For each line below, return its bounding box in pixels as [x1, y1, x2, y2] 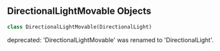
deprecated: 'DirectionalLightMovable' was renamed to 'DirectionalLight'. [7, 35, 214, 44]
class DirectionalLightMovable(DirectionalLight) [7, 23, 153, 30]
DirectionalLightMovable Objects [7, 5, 151, 17]
